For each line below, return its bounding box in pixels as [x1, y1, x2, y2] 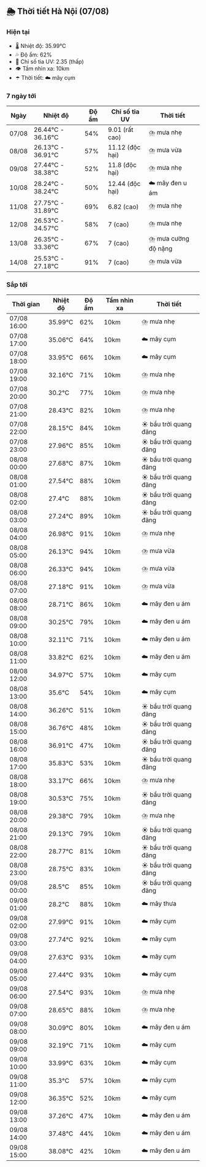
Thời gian [12, 300, 40, 309]
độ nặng [148, 244, 173, 253]
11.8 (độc [107, 160, 137, 169]
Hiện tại [6, 28, 30, 36]
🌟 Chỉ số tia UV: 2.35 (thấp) [15, 58, 84, 65]
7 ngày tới [6, 91, 37, 100]
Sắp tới [6, 280, 28, 288]
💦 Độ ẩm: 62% [15, 51, 52, 58]
